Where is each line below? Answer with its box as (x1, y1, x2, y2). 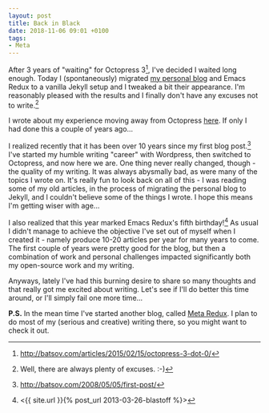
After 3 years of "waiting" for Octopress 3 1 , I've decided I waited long (8, 63, 238, 75)
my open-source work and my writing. (8, 260, 134, 269)
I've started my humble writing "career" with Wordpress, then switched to (8, 150, 251, 160)
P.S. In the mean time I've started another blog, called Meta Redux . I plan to (8, 308, 258, 318)
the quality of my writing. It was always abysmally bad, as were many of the (8, 167, 258, 176)
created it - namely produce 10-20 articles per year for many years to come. (8, 234, 259, 245)
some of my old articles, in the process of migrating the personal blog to (8, 184, 247, 193)
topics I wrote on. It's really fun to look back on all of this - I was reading (8, 176, 247, 185)
